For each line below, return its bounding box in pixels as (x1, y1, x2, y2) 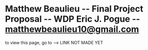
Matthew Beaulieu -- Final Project (5, 3, 144, 14)
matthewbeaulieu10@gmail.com (5, 24, 139, 35)
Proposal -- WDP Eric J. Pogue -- (5, 13, 140, 25)
